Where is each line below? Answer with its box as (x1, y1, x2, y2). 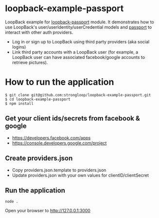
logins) (12, 44, 26, 50)
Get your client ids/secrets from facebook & (5, 114, 140, 123)
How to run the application (5, 76, 114, 88)
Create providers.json (5, 154, 73, 163)
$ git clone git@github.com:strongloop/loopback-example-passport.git (5, 92, 151, 97)
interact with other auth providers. (5, 29, 73, 35)
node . (5, 199, 18, 204)
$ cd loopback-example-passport (5, 97, 71, 102)
